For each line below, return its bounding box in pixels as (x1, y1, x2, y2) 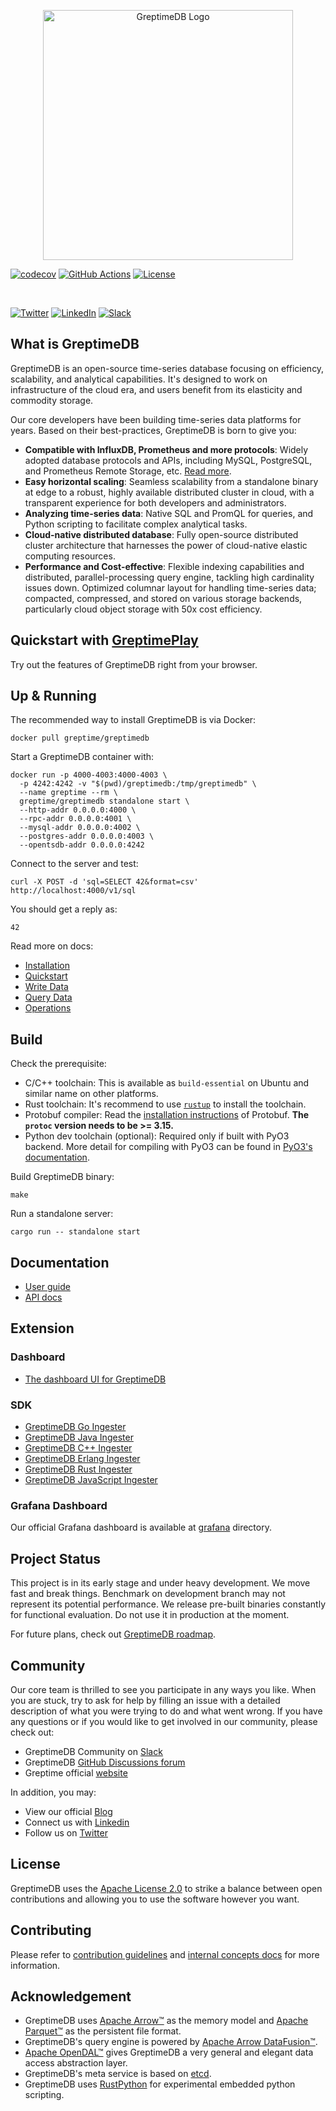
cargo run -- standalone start (10, 1227, 141, 1237)
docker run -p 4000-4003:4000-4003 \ (10, 770, 168, 780)
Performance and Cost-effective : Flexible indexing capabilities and (24, 560, 305, 572)
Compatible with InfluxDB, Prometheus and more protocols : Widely (24, 443, 309, 455)
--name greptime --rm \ (19, 788, 118, 798)
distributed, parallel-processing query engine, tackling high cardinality (24, 571, 315, 583)
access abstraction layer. (24, 2057, 128, 2069)
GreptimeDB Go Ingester (24, 1421, 127, 1433)
